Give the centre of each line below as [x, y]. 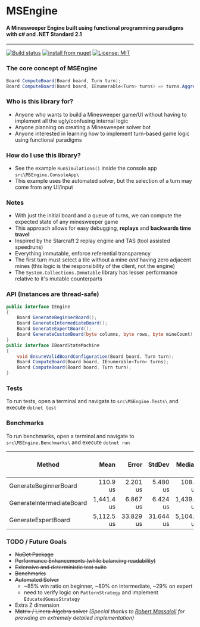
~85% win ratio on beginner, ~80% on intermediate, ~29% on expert [108, 586]
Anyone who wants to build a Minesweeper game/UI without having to [101, 114]
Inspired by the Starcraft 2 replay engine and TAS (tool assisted [93, 241]
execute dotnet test [31, 408]
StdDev [159, 464]
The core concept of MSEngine [52, 68]
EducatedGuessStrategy [52, 599]
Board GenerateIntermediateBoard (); [62, 323]
